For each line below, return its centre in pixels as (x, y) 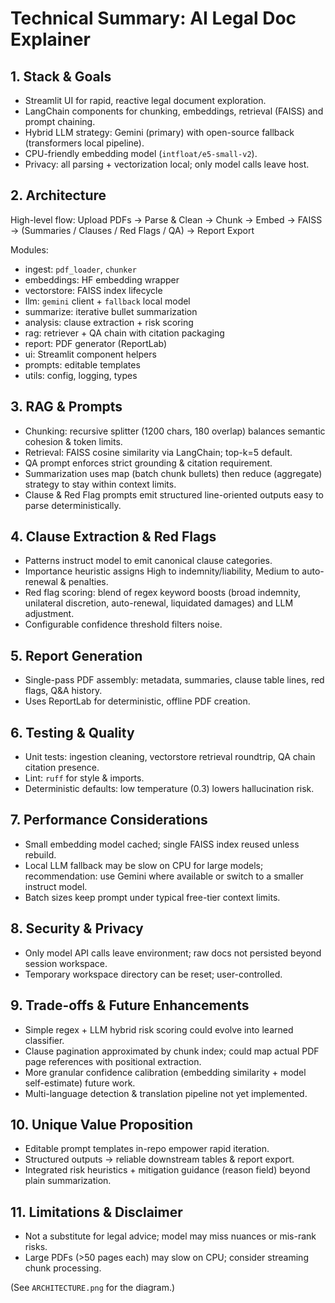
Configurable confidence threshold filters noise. (123, 624)
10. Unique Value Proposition (102, 1124)
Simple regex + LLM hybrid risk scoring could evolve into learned (159, 1029)
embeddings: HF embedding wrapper (102, 279)
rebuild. (40, 854)
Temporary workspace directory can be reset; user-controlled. (153, 974)
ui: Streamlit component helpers (90, 354)
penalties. (88, 582)
